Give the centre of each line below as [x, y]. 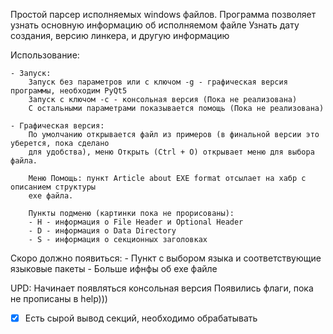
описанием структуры [53, 187]
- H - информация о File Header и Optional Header [136, 222]
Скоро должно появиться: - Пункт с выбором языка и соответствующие [166, 258]
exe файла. [51, 196]
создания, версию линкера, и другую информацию [120, 35]
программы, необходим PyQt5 [69, 91]
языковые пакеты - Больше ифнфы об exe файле [114, 268]
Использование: [45, 55]
